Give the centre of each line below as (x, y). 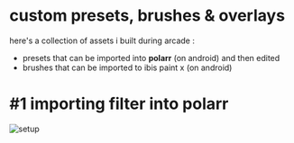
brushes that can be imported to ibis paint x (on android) (127, 67)
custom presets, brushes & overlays (147, 16)
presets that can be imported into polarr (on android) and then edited (151, 58)
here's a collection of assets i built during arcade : (102, 40)
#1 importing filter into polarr (119, 104)
